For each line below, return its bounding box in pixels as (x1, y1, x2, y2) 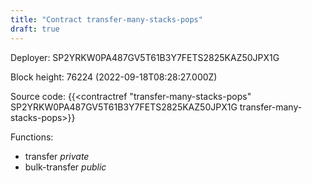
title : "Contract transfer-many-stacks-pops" (10, 14, 203, 25)
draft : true (10, 24, 60, 34)
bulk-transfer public (24, 161, 107, 173)
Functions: (10, 131, 54, 143)
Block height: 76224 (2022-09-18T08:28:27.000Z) (10, 71, 218, 83)
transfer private (24, 150, 90, 162)
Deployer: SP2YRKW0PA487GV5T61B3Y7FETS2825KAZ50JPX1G (10, 51, 280, 63)
